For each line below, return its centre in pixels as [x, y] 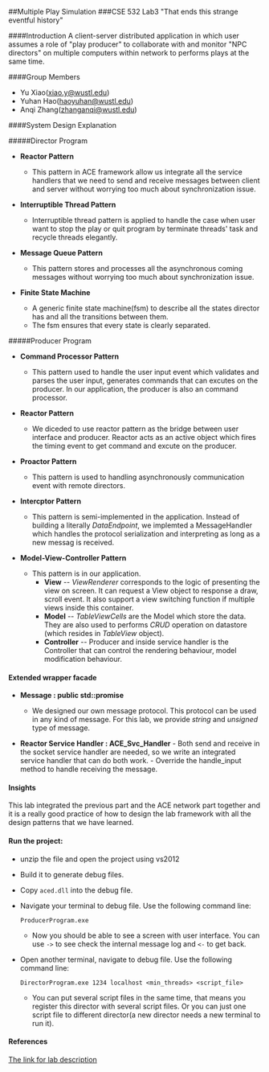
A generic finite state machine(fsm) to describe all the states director [146, 308]
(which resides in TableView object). [104, 633]
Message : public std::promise [72, 696]
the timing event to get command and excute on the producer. [134, 446]
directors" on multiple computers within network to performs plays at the [129, 53]
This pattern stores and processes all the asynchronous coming [137, 268]
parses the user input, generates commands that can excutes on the [145, 380]
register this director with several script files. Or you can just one [139, 1006]
